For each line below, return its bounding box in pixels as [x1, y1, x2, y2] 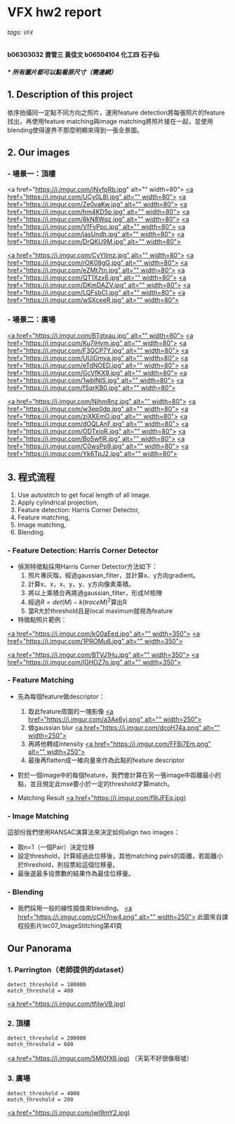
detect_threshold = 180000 [7, 981, 86, 988]
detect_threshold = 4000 [7, 1090, 80, 1097]
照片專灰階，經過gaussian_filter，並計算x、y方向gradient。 [27, 570, 200, 580]
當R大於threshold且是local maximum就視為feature [27, 606, 173, 615]
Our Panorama [7, 942, 72, 954]
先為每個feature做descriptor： [17, 692, 105, 700]
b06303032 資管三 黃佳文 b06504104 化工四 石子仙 [7, 51, 160, 59]
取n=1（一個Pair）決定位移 [17, 843, 95, 851]
